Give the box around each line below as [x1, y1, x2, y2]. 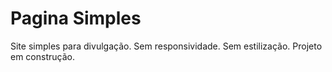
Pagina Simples [10, 7, 142, 30]
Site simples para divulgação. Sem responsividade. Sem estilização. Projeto [10, 40, 323, 52]
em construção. [10, 50, 75, 62]
